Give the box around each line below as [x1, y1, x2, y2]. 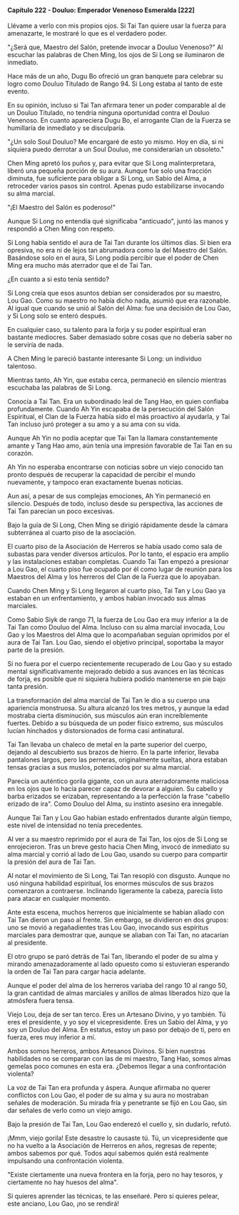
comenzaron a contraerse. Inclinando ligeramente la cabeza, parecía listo [7, 887, 223, 895]
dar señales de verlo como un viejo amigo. [7, 1106, 132, 1115]
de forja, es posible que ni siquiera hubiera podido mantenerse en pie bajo [7, 675, 226, 683]
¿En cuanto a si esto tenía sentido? [7, 275, 109, 283]
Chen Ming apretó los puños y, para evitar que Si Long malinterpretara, [7, 159, 216, 168]
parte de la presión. [7, 646, 65, 655]
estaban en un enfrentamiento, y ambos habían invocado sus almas [7, 594, 206, 603]
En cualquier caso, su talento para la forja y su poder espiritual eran [7, 326, 207, 334]
